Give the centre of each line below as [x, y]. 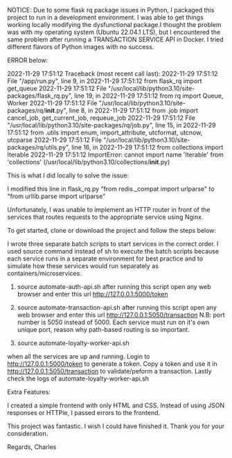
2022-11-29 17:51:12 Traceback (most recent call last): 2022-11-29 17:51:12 [113, 73]
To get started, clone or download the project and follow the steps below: [112, 230]
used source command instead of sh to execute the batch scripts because [113, 251]
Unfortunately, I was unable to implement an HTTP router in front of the [109, 210]
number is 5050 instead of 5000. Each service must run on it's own [113, 322]
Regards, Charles [32, 447]
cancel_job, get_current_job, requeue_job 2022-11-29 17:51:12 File [101, 118]
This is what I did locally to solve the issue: [68, 175]
